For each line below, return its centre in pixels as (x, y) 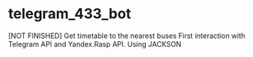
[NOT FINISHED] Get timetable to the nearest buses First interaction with (127, 36)
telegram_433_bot (70, 14)
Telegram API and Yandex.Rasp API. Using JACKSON (95, 44)
